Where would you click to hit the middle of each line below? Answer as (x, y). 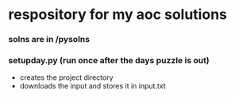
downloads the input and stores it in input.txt (93, 86)
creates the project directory (66, 77)
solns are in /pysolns (49, 40)
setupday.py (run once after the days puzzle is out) (109, 61)
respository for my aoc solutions (118, 15)
